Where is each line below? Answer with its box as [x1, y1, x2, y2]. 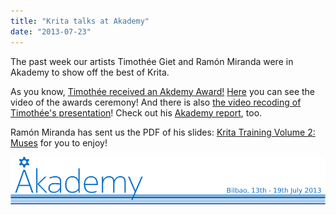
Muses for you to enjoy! [10, 136, 108, 149]
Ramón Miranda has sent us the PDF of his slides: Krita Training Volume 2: [10, 126, 316, 138]
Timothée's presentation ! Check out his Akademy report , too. [10, 106, 263, 119]
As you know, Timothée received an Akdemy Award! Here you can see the [10, 85, 316, 97]
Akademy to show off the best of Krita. [10, 66, 170, 78]
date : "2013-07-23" [10, 26, 92, 37]
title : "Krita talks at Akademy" [10, 16, 150, 26]
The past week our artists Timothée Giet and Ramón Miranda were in [10, 55, 294, 67]
